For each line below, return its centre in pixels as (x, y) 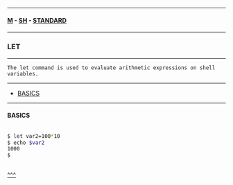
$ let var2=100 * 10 (34, 136)
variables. (23, 73)
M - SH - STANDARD (37, 20)
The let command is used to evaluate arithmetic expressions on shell (111, 68)
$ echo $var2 (26, 143)
